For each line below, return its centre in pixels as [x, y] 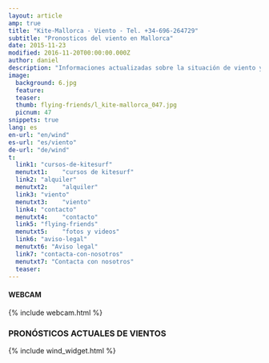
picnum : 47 [34, 113]
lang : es [23, 127]
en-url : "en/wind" [39, 135]
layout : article [35, 16]
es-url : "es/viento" [43, 142]
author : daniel [34, 61]
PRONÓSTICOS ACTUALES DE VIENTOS [87, 333]
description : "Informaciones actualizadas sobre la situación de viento [132, 68]
